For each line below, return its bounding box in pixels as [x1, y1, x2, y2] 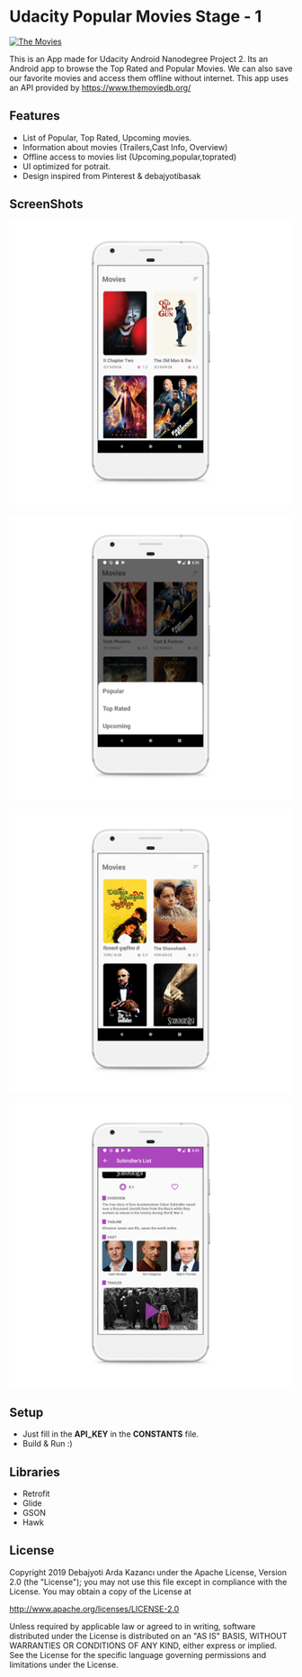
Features [9, 108, 60, 123]
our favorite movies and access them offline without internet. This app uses [9, 72, 289, 83]
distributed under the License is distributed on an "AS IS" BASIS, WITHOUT [9, 1630, 288, 1641]
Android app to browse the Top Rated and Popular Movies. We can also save [9, 63, 293, 74]
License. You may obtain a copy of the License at [9, 1586, 191, 1597]
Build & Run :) [22, 1438, 74, 1449]
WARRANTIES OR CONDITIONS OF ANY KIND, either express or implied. [9, 1640, 277, 1651]
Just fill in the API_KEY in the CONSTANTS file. [22, 1429, 200, 1439]
